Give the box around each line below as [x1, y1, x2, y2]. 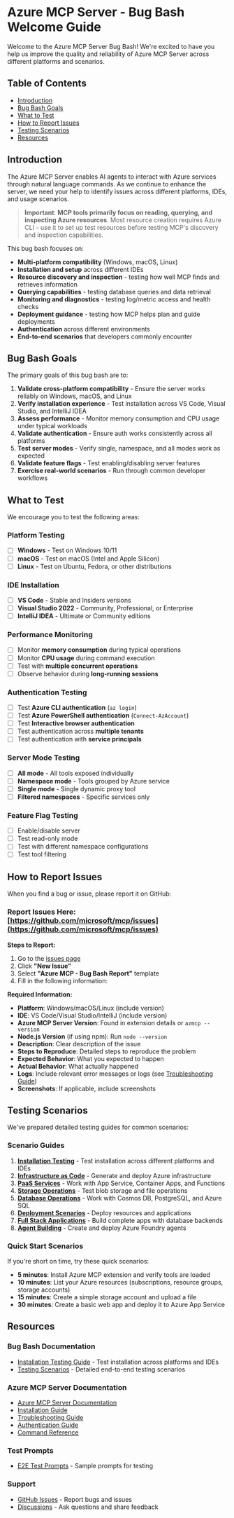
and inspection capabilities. [24, 231, 103, 239]
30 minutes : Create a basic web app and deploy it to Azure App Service [17, 1300, 226, 1308]
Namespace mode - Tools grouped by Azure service [17, 777, 170, 785]
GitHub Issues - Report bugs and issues [17, 1495, 133, 1503]
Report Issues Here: [7, 907, 76, 917]
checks [17, 302, 39, 310]
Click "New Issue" [17, 962, 72, 970]
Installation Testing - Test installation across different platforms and [17, 1156, 214, 1165]
